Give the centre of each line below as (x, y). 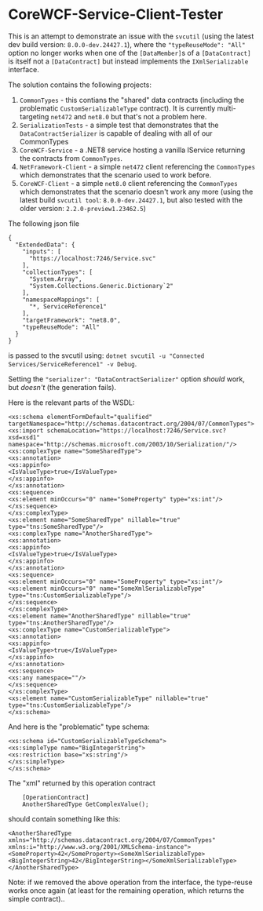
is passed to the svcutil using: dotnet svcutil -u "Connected (106, 355)
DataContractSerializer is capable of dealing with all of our (116, 133)
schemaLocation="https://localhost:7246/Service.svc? (136, 430)
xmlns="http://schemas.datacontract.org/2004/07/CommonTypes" (112, 840)
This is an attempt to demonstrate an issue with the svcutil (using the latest (131, 36)
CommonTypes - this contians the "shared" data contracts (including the (132, 100)
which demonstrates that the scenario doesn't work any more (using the (136, 191)
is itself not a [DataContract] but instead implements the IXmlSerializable (128, 61)
